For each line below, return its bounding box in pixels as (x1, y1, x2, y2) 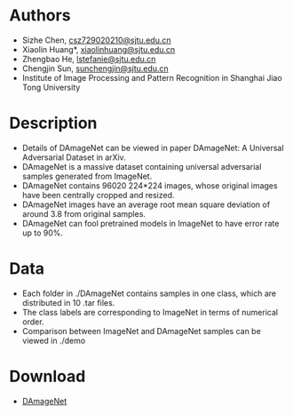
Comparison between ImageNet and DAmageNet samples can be (21, 325, 262, 336)
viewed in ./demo (21, 335, 86, 346)
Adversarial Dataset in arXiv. (21, 152, 126, 163)
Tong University (21, 82, 81, 92)
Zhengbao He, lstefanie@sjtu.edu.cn (21, 53, 156, 64)
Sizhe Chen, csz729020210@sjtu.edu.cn (21, 35, 171, 45)
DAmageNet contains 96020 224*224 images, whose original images (21, 180, 278, 191)
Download (9, 366, 86, 387)
